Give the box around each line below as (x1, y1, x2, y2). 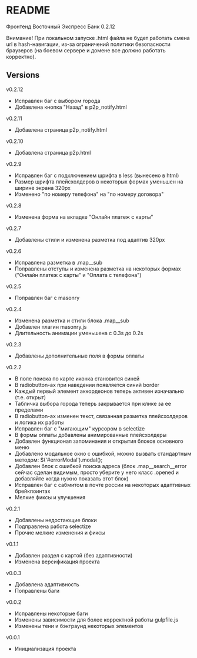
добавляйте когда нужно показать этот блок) (14, 475, 129, 482)
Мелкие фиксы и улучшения (14, 493, 86, 500)
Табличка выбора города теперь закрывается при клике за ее (14, 400, 172, 407)
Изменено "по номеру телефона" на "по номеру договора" (14, 191, 164, 198)
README (6, 4, 51, 17)
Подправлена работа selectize (14, 523, 91, 530)
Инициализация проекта (14, 645, 76, 652)
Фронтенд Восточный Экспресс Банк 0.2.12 (6, 23, 116, 30)
